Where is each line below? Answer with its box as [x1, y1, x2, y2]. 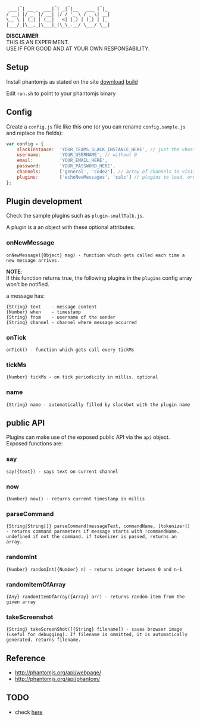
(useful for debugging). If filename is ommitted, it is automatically [6, 632, 187, 638]
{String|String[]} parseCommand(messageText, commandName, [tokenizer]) [6, 523, 190, 530]
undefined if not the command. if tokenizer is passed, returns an [6, 534, 177, 540]
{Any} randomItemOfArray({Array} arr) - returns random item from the [6, 594, 185, 600]
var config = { [6, 140, 44, 147]
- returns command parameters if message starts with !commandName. [6, 528, 180, 534]
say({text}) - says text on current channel [6, 468, 118, 475]
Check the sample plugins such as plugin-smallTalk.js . [6, 212, 144, 219]
